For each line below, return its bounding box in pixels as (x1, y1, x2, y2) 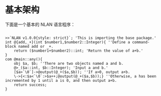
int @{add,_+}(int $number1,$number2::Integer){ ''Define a (5, 39, 131, 44)
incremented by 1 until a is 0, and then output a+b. (5, 78, 117, 83)
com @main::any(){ (5, 57, 43, 61)
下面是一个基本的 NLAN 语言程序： (5, 21, 75, 27)
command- (132, 39, 150, 44)
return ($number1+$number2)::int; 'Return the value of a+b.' (14, 48, 143, 53)
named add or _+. (18, 44, 54, 49)
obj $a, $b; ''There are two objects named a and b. (14, 61, 124, 66)
